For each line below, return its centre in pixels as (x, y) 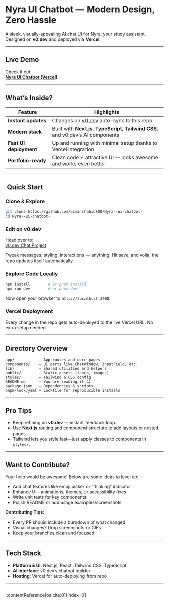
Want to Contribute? (38, 464)
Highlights (107, 112)
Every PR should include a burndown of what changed (69, 522)
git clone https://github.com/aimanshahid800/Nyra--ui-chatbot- (74, 212)
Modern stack (25, 132)
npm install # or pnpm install (46, 284)
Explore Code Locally (32, 274)
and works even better (79, 163)
